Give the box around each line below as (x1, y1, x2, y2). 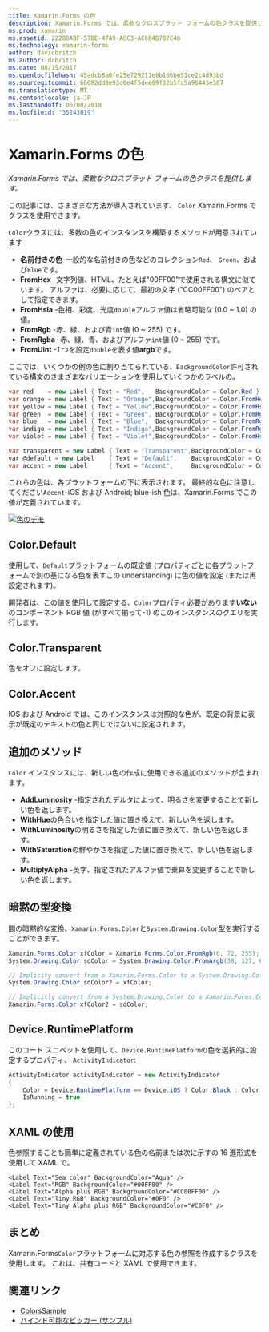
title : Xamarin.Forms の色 (8, 11, 96, 20)
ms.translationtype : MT (8, 86, 88, 95)
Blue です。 (26, 264, 62, 274)
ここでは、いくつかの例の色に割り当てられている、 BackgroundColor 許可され (8, 361, 259, 371)
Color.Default (8, 538, 77, 552)
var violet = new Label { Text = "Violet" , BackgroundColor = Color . (8, 433, 242, 441)
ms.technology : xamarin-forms (8, 42, 110, 50)
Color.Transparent (8, 641, 102, 654)
